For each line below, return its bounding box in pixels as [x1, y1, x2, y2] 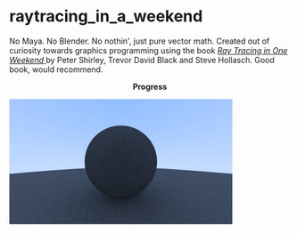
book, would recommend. [9, 64, 103, 75]
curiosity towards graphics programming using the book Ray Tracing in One [9, 44, 288, 55]
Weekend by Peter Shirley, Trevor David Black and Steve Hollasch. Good [9, 54, 275, 65]
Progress [132, 81, 168, 92]
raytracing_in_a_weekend [9, 6, 203, 27]
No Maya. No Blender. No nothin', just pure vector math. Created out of [9, 36, 270, 46]
